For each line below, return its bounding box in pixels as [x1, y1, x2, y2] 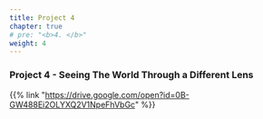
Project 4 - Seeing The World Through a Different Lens [9, 69, 254, 82]
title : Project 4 [9, 13, 75, 23]
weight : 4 [9, 38, 47, 48]
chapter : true [9, 22, 63, 31]
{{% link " [9, 89, 45, 100]
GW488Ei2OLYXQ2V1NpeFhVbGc [9, 99, 136, 110]
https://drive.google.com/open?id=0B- [44, 89, 190, 100]
